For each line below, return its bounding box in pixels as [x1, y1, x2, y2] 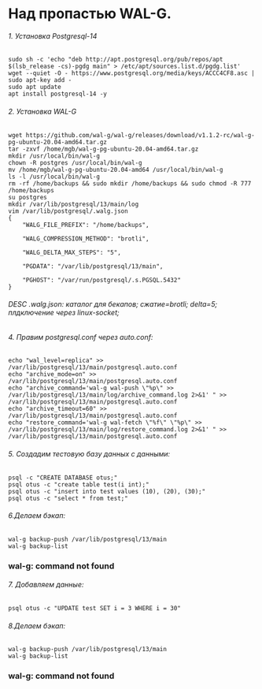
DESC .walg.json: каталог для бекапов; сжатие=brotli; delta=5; [8, 300, 218, 309]
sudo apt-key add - [8, 76, 72, 84]
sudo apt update [8, 84, 61, 91]
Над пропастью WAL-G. [8, 5, 172, 23]
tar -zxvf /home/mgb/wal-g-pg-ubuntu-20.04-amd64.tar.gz [8, 145, 199, 153]
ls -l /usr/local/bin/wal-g [8, 173, 101, 181]
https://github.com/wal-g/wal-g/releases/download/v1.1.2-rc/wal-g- [25, 131, 256, 139]
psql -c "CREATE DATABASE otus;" [8, 474, 118, 482]
